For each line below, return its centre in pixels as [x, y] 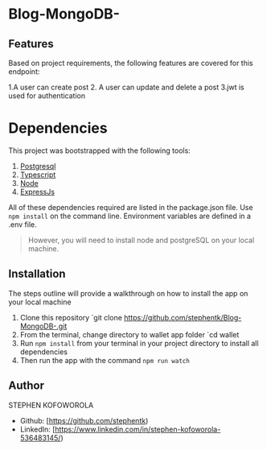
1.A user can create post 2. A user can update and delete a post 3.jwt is [127, 87]
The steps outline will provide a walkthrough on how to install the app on [128, 293]
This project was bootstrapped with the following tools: [99, 151]
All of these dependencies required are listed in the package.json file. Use [131, 207]
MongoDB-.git [43, 326]
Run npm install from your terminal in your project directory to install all [139, 343]
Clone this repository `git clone [71, 317]
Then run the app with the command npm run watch [105, 360]
